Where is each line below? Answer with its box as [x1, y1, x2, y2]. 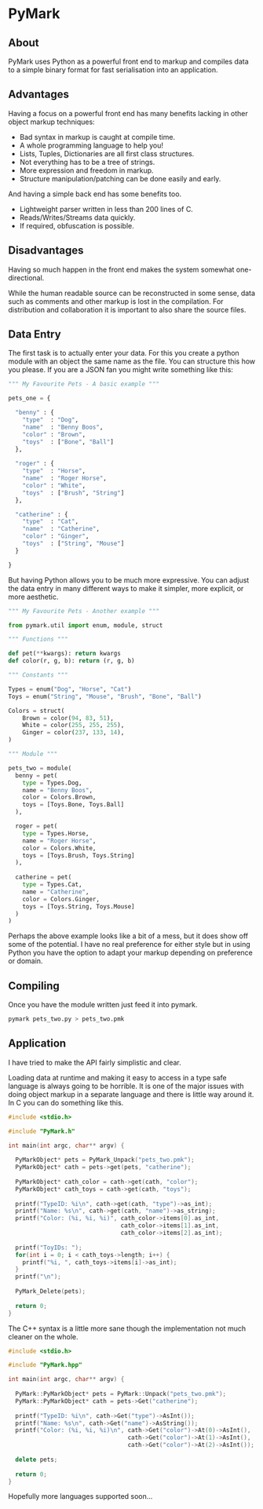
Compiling [8, 979, 60, 992]
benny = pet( [15, 771, 58, 780]
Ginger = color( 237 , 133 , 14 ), [22, 729, 125, 736]
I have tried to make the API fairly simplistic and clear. [8, 1058, 182, 1067]
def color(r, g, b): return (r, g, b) [8, 657, 135, 665]
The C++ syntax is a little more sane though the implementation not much [8, 1324, 246, 1333]
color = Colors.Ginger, [22, 895, 100, 903]
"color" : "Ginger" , [22, 532, 89, 540]
